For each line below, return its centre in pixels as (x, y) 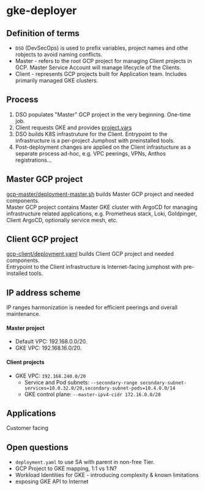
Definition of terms (43, 33)
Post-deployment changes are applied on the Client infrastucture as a (103, 147)
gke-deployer (42, 11)
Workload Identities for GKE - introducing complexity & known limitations (107, 475)
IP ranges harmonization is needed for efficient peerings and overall (92, 307)
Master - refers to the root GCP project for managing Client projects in (103, 61)
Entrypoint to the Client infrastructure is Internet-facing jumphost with (94, 267)
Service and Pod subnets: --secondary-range (81, 382)
